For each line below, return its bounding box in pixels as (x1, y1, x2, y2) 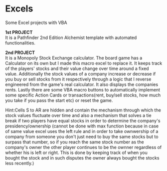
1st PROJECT (5, 29, 33, 35)
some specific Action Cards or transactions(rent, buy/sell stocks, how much (5, 92, 161, 98)
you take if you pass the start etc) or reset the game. (5, 97, 113, 103)
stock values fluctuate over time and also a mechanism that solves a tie (5, 112, 152, 118)
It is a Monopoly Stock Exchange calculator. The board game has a (5, 54, 143, 60)
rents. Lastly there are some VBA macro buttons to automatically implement (5, 86, 161, 92)
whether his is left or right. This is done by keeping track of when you (5, 149, 148, 155)
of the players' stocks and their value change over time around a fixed (5, 65, 149, 71)
